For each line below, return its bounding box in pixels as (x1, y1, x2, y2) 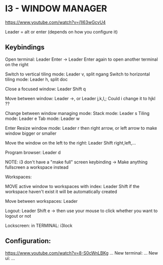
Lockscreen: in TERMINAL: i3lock (5, 223, 73, 228)
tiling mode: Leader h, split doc (5, 76, 68, 82)
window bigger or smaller (5, 130, 57, 136)
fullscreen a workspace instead (5, 164, 69, 170)
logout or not (5, 213, 31, 219)
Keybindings (5, 43, 45, 52)
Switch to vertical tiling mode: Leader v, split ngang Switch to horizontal (5, 71, 150, 77)
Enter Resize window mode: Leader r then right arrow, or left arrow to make (5, 125, 157, 131)
